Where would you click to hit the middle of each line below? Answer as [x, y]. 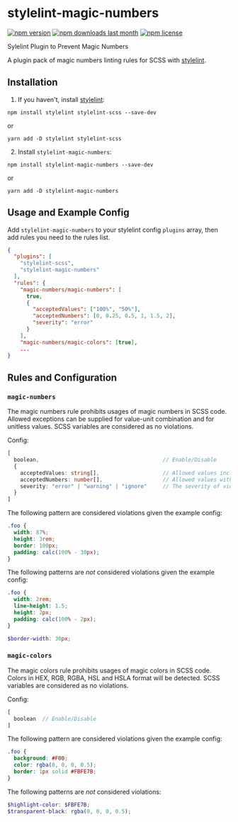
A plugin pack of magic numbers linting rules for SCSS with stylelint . [107, 60]
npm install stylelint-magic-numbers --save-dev [80, 164]
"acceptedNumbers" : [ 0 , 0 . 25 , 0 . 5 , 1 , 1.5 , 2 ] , [104, 316]
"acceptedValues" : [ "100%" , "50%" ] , [87, 310]
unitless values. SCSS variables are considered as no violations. [101, 427]
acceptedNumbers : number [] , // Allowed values [119, 480]
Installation [33, 83]
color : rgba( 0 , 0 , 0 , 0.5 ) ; [55, 765]
